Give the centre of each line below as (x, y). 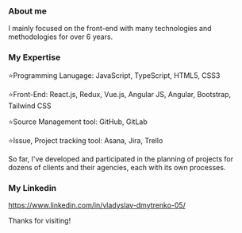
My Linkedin (33, 188)
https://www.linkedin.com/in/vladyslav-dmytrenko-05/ (97, 205)
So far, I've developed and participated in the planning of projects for (121, 159)
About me (28, 11)
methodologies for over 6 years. (61, 37)
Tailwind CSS (30, 106)
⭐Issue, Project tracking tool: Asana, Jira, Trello (86, 140)
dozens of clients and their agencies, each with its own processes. (117, 167)
